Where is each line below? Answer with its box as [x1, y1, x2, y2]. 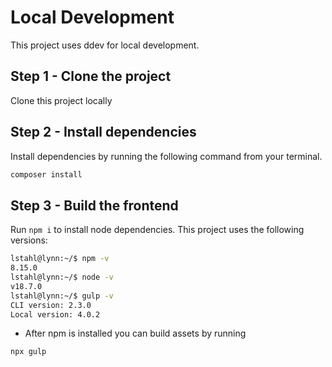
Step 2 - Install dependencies [10, 124, 197, 141]
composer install [10, 169, 83, 180]
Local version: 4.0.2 [10, 309, 101, 320]
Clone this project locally [10, 94, 113, 106]
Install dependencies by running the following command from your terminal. [10, 150, 323, 162]
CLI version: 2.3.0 [10, 300, 92, 310]
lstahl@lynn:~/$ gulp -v [10, 291, 114, 301]
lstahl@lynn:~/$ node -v [10, 272, 114, 282]
